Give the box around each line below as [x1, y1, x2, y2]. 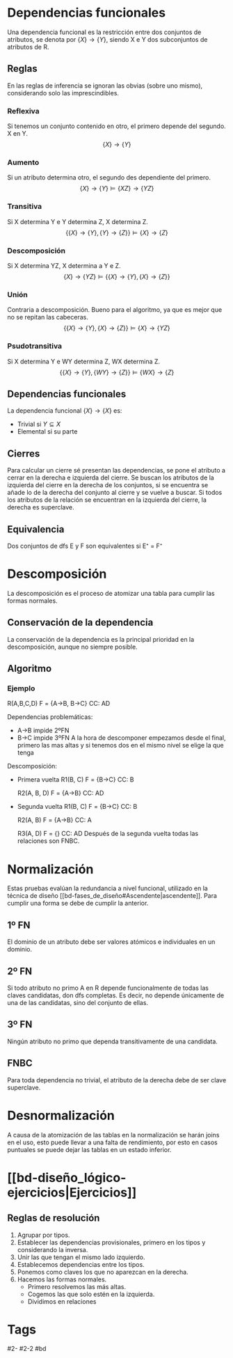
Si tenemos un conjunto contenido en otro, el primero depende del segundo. [7, 122, 226, 130]
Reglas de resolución [7, 1213, 100, 1224]
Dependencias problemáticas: [7, 713, 93, 721]
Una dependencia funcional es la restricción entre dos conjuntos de [7, 28, 202, 36]
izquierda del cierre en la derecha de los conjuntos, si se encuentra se [7, 481, 209, 489]
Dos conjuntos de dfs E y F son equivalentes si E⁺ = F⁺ [7, 542, 163, 550]
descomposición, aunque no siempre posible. [7, 642, 138, 651]
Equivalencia [7, 523, 65, 535]
